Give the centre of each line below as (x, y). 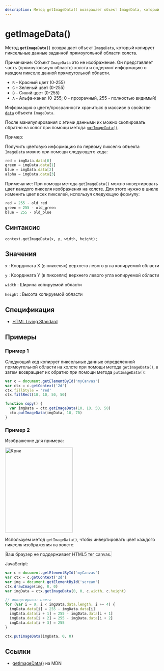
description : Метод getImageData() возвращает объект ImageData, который (82, 10)
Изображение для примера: (35, 441)
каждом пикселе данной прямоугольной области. (58, 73)
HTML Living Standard (35, 322)
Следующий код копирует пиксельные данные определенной (70, 362)
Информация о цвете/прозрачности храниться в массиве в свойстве (78, 107)
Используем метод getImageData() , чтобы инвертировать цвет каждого (80, 540)
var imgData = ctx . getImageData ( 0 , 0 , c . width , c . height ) (66, 591)
